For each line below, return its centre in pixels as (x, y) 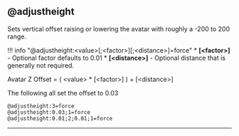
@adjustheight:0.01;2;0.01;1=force (60, 118)
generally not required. (41, 65)
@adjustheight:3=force (41, 106)
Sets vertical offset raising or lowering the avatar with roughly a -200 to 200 (118, 28)
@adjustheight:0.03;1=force (49, 112)
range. (17, 36)
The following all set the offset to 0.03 (63, 93)
